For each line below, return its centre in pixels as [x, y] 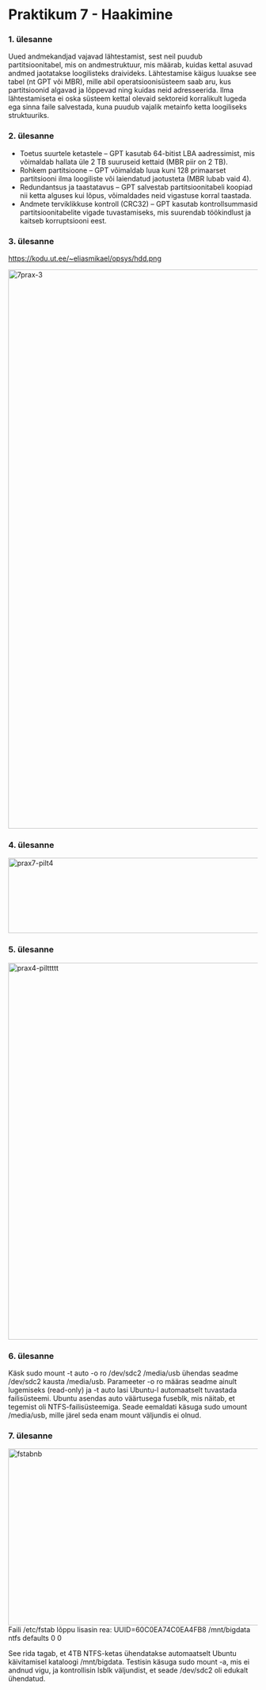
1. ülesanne [30, 40]
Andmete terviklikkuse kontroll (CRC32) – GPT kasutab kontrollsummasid [139, 204]
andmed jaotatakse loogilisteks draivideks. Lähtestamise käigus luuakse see [133, 74]
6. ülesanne [31, 1356]
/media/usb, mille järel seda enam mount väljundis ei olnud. [105, 1415]
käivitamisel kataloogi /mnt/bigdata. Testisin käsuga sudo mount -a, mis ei [129, 1662]
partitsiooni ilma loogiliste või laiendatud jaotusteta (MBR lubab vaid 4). [135, 178]
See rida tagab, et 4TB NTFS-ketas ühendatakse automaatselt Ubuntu [122, 1654]
